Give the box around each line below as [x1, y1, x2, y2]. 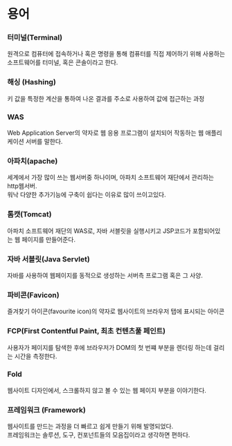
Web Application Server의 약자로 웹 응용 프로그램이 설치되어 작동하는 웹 [7, 129, 204, 137]
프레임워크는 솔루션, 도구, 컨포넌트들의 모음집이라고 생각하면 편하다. [7, 431, 190, 439]
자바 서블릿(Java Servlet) [7, 254, 90, 263]
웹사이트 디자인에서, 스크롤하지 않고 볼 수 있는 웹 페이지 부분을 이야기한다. [7, 386, 206, 394]
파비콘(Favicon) [7, 290, 60, 299]
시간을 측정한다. [14, 352, 57, 360]
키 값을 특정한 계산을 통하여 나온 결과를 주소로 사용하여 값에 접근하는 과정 [7, 94, 205, 102]
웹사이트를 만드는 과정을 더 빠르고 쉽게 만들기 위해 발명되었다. [7, 422, 174, 431]
